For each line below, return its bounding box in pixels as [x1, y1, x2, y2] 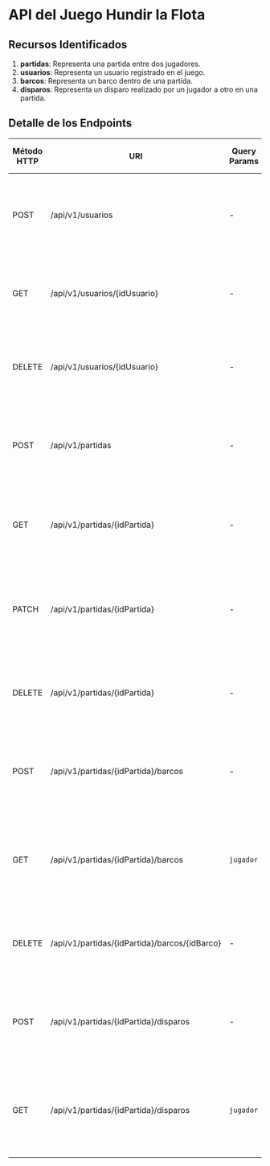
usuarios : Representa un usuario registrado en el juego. [19, 68, 206, 77]
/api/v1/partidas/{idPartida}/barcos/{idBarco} [50, 937, 222, 949]
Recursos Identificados [8, 38, 128, 52]
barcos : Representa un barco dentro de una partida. [19, 76, 193, 85]
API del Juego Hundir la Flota [8, 6, 206, 24]
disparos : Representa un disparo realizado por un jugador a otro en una [19, 84, 259, 94]
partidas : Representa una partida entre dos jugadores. [19, 59, 201, 68]
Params [228, 155, 260, 167]
